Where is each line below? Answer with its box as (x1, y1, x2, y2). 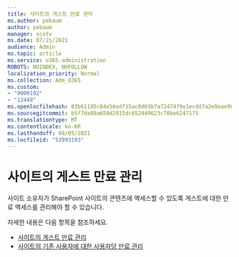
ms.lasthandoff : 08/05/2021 (7, 130, 91, 137)
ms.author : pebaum (7, 17, 62, 24)
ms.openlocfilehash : (7, 103, 69, 110)
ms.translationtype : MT (7, 116, 78, 123)
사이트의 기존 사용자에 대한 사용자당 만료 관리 (17, 242, 144, 251)
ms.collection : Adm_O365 (7, 76, 81, 84)
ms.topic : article (7, 51, 62, 58)
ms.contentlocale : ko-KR (7, 122, 81, 130)
